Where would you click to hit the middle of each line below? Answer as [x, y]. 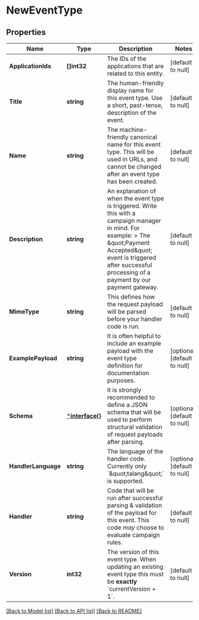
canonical [144, 137]
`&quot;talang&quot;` [136, 474]
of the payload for [132, 513]
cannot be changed [134, 167]
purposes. [121, 380]
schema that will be [134, 412]
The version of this [133, 552]
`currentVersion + [131, 589]
